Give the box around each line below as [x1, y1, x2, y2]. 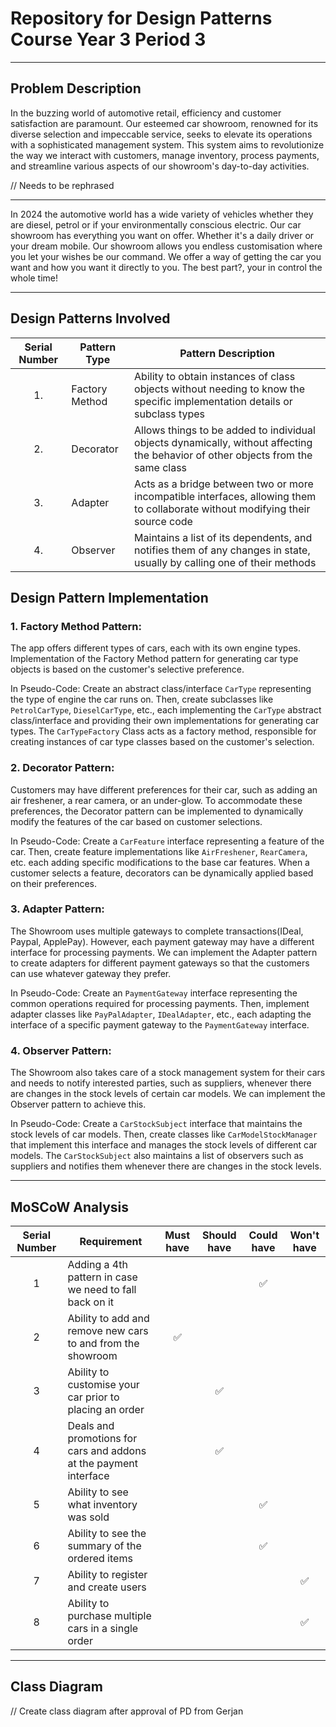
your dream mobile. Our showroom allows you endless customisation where [10, 240, 323, 252]
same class [134, 460, 188, 474]
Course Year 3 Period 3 [10, 28, 207, 51]
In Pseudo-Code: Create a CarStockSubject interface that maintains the [10, 1118, 303, 1130]
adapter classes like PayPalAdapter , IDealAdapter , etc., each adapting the [10, 1008, 312, 1020]
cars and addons [67, 1443, 147, 1457]
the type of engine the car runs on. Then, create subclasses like [10, 693, 274, 706]
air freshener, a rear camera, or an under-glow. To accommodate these [10, 794, 303, 806]
